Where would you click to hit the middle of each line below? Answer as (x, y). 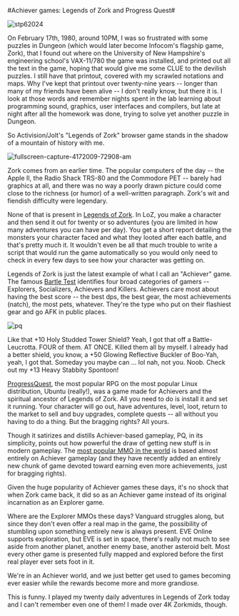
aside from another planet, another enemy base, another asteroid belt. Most (119, 546)
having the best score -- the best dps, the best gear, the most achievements (119, 297)
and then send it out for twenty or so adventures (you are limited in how (113, 222)
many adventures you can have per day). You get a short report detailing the (119, 230)
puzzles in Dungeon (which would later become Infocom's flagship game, (116, 45)
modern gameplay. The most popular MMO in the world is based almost (113, 450)
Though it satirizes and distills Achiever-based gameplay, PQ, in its (105, 435)
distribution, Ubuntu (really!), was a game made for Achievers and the (110, 391)
